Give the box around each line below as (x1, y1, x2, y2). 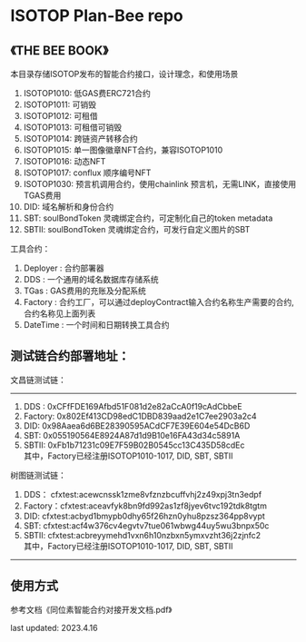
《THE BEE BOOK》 (10, 43, 109, 58)
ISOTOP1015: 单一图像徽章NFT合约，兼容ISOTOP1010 (23, 144, 223, 155)
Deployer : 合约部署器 (23, 262, 105, 273)
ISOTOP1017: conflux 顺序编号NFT (23, 167, 152, 178)
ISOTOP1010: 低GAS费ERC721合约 (23, 88, 151, 98)
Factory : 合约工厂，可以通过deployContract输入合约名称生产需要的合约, (23, 297, 294, 307)
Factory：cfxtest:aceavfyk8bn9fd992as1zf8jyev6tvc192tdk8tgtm (23, 500, 267, 511)
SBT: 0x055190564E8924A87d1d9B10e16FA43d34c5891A (23, 430, 241, 440)
